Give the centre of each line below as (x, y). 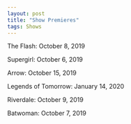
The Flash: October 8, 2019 (46, 46)
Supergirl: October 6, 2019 (45, 60)
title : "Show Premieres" (43, 20)
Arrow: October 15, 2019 (42, 73)
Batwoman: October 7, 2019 (47, 113)
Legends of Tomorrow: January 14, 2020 (66, 87)
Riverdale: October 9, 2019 (45, 100)
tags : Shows (24, 26)
